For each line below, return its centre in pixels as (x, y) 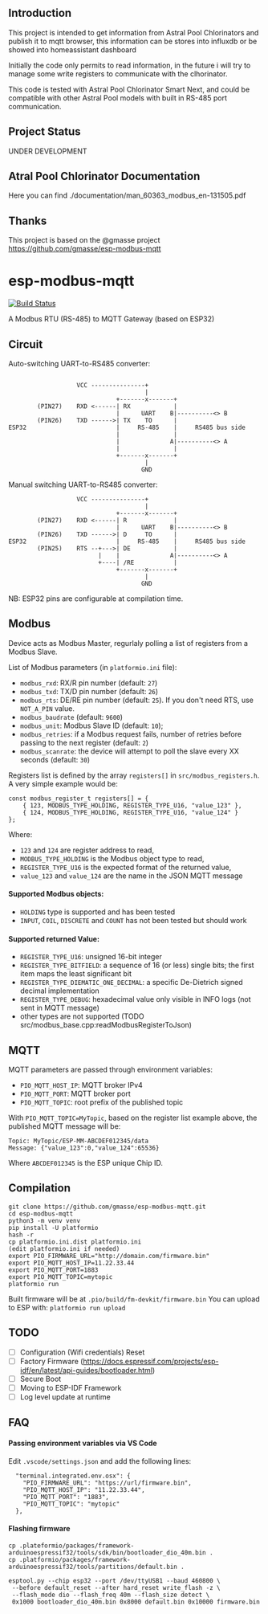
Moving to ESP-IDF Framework (71, 1387)
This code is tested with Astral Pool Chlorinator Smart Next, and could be (129, 89)
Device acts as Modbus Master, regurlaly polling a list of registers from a (128, 643)
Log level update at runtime (65, 1396)
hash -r (21, 1235)
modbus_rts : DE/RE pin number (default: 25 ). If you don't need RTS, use (137, 700)
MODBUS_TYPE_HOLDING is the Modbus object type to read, (112, 858)
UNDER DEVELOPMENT (48, 151)
